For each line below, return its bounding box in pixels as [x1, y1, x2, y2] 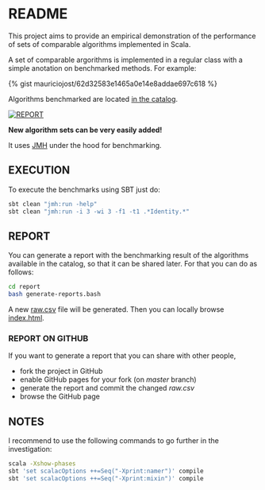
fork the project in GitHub [19, 367, 103, 376]
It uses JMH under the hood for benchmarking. [8, 140, 162, 150]
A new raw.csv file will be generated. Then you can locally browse [8, 305, 225, 314]
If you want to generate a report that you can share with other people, [8, 351, 236, 360]
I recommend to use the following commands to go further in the [8, 436, 220, 445]
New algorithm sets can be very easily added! [8, 125, 163, 134]
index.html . [8, 313, 45, 323]
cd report [8, 283, 41, 291]
